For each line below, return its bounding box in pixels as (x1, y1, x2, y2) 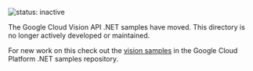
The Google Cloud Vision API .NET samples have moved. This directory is (8, 23, 245, 31)
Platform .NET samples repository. (8, 55, 119, 63)
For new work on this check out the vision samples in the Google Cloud (8, 46, 238, 55)
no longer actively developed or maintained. (8, 31, 150, 40)
